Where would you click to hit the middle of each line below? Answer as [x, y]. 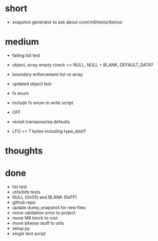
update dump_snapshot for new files [49, 208]
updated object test [32, 84]
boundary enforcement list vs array [48, 74]
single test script [29, 233]
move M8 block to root [35, 218]
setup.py [21, 228]
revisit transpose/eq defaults [41, 121]
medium [22, 42]
